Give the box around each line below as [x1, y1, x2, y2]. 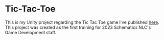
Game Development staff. [5, 29, 56, 35]
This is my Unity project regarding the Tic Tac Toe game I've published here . [5, 19, 160, 25]
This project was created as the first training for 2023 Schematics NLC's [5, 24, 151, 30]
